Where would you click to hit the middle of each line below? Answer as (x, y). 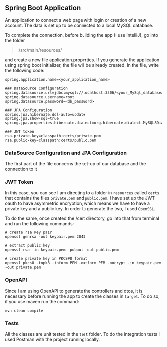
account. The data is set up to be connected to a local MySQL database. (79, 25)
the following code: (25, 70)
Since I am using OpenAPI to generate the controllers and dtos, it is (74, 291)
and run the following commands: (40, 224)
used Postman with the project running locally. (53, 339)
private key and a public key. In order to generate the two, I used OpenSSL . (80, 209)
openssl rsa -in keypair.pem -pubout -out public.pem (62, 250)
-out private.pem (23, 268)
